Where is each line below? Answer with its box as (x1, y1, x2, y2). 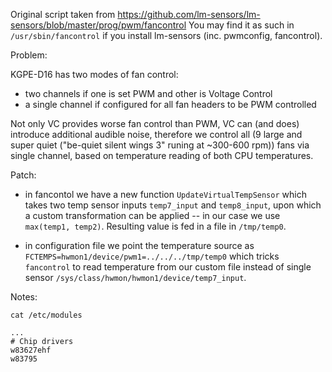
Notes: (10, 291, 38, 303)
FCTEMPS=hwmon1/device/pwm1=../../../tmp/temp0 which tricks (24, 250, 280, 262)
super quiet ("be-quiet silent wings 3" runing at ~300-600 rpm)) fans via (10, 139, 310, 151)
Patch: (10, 169, 37, 181)
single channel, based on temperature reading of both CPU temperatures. (10, 150, 314, 161)
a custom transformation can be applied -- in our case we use (24, 210, 281, 221)
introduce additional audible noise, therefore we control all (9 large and (10, 129, 303, 140)
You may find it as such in (188, 19, 295, 31)
